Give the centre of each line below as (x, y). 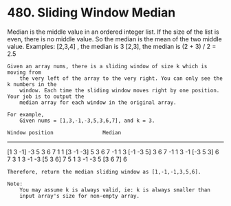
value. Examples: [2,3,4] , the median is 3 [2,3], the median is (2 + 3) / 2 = (112, 46)
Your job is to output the (46, 96)
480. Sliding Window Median (91, 13)
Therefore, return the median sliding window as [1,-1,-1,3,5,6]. (104, 172)
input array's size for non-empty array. (79, 196)
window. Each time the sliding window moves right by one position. (120, 90)
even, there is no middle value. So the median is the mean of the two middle (114, 39)
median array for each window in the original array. (98, 102)
